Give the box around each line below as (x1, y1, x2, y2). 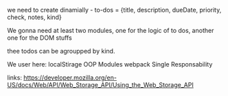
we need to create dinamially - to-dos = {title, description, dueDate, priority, (7, 6, 222, 14)
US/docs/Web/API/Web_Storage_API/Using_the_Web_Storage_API (7, 81, 194, 88)
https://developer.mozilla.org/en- (23, 73, 117, 82)
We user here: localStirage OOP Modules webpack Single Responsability (7, 60, 213, 68)
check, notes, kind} (7, 13, 62, 21)
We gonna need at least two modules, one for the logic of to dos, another (7, 27, 214, 34)
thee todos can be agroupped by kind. (7, 47, 115, 55)
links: (7, 73, 23, 82)
